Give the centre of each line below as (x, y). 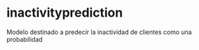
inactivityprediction (65, 13)
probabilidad (25, 39)
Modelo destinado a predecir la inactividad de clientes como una (99, 32)
